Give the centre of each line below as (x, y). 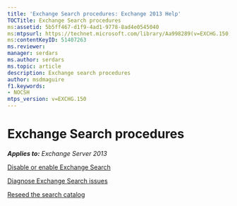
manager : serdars (33, 54)
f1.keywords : (26, 86)
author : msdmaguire (36, 79)
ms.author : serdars (36, 60)
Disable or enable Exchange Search (59, 167)
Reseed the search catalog (46, 194)
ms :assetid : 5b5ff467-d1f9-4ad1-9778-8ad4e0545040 (83, 27)
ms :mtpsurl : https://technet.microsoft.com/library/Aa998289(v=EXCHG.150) (120, 34)
